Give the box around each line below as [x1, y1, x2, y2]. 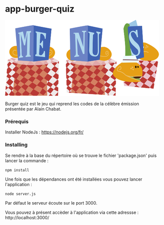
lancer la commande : [5, 157, 49, 164]
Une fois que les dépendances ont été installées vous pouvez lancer [5, 176, 143, 182]
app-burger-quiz [5, 3, 75, 15]
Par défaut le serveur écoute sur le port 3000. [5, 200, 98, 206]
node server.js [5, 191, 36, 196]
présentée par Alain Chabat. [5, 106, 62, 112]
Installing [5, 141, 28, 148]
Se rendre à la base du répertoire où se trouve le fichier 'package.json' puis [5, 152, 157, 158]
